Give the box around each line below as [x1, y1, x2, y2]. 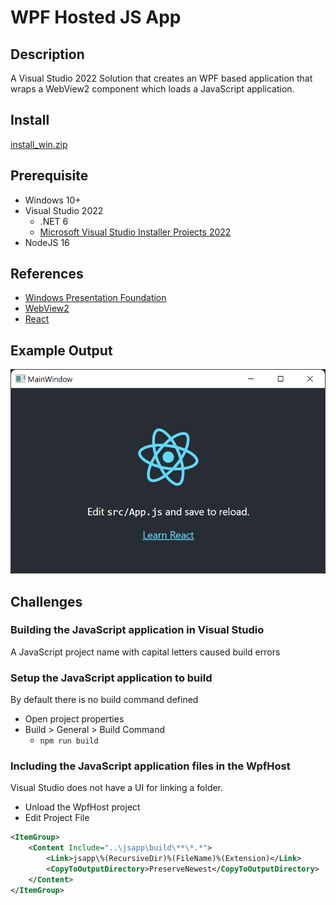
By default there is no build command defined [10, 694, 199, 706]
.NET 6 [39, 215, 69, 227]
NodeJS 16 [24, 236, 70, 248]
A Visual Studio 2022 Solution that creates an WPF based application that [10, 72, 313, 84]
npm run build [39, 736, 99, 746]
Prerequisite [10, 167, 89, 185]
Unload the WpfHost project [24, 801, 141, 813]
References [10, 266, 84, 283]
